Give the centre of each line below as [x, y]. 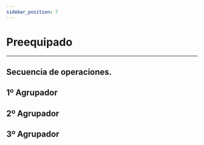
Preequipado [39, 42]
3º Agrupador [33, 134]
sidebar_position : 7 [32, 12]
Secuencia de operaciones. [59, 72]
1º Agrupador [32, 93]
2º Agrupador [33, 113]
